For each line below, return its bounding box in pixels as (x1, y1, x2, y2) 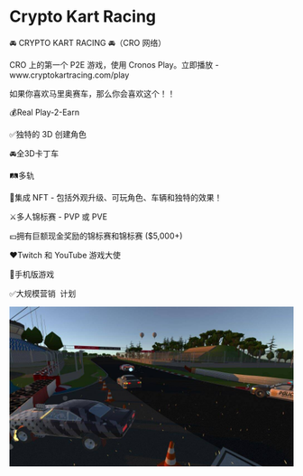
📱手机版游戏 (9, 268, 55, 279)
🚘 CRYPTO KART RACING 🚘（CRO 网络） (9, 37, 167, 48)
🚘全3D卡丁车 (9, 147, 60, 159)
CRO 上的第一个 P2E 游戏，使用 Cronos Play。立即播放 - (9, 59, 219, 70)
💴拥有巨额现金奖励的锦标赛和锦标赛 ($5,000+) (9, 230, 183, 241)
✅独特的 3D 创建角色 (9, 128, 87, 139)
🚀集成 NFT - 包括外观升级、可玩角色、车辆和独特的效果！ (9, 191, 223, 202)
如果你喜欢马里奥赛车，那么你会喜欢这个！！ (9, 88, 176, 98)
